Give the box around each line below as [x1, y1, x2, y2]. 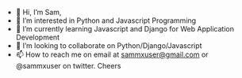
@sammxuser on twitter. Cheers [15, 61, 121, 70]
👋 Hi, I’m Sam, [15, 8, 62, 17]
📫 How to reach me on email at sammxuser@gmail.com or [15, 50, 209, 59]
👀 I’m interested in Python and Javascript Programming [15, 16, 197, 25]
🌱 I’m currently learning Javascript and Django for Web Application [15, 24, 234, 33]
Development [15, 32, 60, 42]
